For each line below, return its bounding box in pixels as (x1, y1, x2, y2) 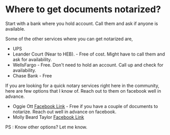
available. (5, 25, 25, 32)
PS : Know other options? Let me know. (5, 124, 88, 130)
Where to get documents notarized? (5, 4, 161, 15)
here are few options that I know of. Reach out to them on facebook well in (5, 88, 161, 94)
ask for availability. (12, 56, 52, 62)
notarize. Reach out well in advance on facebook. (12, 109, 117, 115)
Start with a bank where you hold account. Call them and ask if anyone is (5, 20, 158, 26)
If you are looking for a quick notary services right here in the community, (5, 83, 159, 89)
